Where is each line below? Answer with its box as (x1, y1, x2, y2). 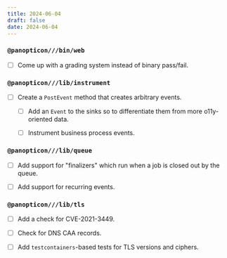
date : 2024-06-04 (7, 23, 58, 30)
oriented (27, 115, 53, 124)
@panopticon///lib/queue (7, 147, 93, 155)
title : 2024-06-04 (7, 10, 61, 18)
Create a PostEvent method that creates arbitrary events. (17, 93, 182, 102)
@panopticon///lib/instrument (7, 79, 111, 86)
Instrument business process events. (27, 129, 135, 137)
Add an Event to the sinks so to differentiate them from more (27, 107, 202, 116)
